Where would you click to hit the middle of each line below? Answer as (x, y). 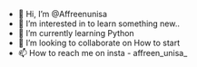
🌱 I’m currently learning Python (76, 33)
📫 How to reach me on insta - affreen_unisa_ (103, 53)
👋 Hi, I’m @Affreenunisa (62, 14)
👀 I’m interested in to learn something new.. (98, 24)
